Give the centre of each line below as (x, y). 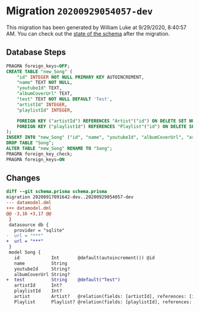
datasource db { (29, 225)
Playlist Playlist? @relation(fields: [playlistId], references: (103, 302)
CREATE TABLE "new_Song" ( (39, 72)
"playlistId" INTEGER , (45, 110)
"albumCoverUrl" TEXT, (45, 94)
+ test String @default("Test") (63, 280)
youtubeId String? (42, 269)
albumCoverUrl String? (42, 274)
